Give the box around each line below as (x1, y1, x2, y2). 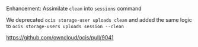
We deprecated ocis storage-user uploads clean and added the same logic (6, 16, 193, 23)
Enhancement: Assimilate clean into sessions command (6, 5, 142, 12)
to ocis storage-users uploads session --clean (6, 23, 124, 29)
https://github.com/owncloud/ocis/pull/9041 (6, 34, 114, 41)
